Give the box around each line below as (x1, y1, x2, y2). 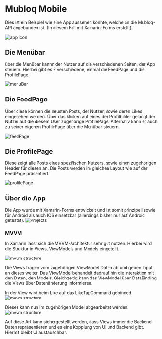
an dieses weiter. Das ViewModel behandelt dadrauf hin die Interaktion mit (5, 270, 154, 276)
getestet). (5, 218, 25, 223)
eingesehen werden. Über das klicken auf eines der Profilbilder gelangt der (5, 113, 156, 119)
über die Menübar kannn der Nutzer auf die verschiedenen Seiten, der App (5, 61, 156, 67)
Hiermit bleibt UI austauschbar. (5, 329, 67, 335)
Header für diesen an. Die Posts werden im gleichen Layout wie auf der (5, 165, 148, 171)
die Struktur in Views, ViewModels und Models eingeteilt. (5, 246, 120, 252)
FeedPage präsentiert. (5, 171, 50, 177)
